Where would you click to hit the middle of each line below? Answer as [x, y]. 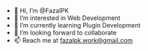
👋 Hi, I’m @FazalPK [41, 11]
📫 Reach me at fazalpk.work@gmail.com [73, 40]
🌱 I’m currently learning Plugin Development [77, 25]
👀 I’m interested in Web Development [67, 18]
